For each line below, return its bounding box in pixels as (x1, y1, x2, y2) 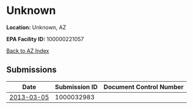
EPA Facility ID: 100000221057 (6, 35, 84, 42)
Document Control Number (103, 82, 184, 91)
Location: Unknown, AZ (6, 24, 66, 31)
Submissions (6, 65, 57, 75)
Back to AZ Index (6, 47, 49, 54)
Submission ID (54, 82, 98, 91)
